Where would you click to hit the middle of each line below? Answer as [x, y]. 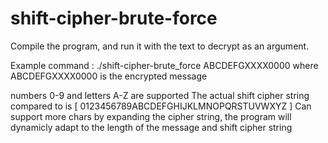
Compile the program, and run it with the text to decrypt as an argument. [160, 46]
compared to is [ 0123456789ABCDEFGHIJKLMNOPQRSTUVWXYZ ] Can [161, 106]
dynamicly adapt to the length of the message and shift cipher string [151, 127]
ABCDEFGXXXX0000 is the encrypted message [109, 76]
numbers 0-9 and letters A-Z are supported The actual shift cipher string [160, 95]
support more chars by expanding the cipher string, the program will [151, 116]
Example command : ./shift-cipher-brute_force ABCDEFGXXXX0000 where [164, 65]
